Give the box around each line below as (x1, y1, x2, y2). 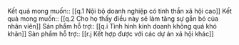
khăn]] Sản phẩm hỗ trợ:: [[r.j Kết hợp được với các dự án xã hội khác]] (7, 29, 214, 38)
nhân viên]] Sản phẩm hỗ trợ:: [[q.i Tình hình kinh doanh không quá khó (7, 22, 218, 30)
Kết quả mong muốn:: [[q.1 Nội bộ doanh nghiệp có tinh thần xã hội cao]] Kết (7, 7, 232, 15)
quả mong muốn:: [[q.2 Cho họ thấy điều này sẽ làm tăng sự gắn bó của (7, 14, 219, 23)
